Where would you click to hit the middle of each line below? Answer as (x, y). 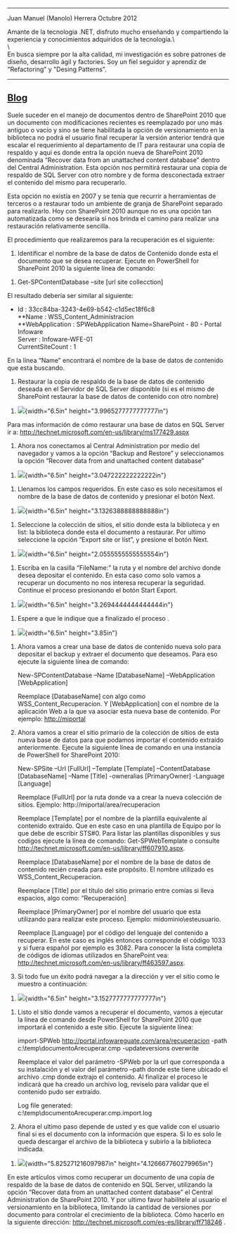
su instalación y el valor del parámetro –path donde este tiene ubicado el (123, 1069)
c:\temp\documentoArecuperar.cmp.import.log (85, 1113)
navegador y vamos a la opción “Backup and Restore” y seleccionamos (120, 453)
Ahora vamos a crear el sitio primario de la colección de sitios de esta (118, 732)
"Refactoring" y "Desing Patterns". (57, 69)
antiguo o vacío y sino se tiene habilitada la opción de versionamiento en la (116, 130)
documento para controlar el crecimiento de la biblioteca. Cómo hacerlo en (116, 1214)
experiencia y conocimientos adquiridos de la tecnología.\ (91, 39)
